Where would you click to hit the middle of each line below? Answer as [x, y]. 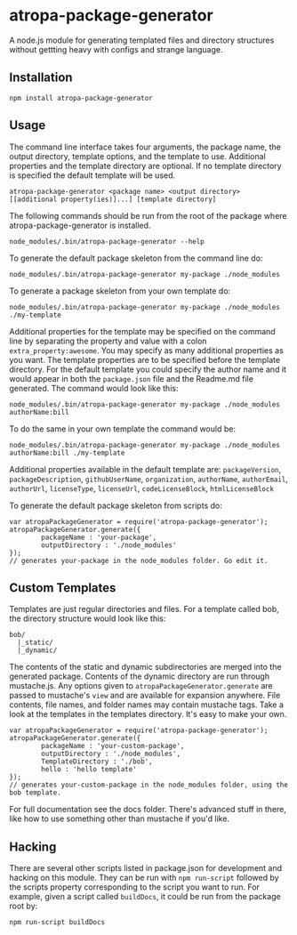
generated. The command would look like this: [94, 388]
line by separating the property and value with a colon [108, 341]
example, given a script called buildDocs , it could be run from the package [145, 897]
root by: [24, 906]
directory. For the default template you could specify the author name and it [148, 369]
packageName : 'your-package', [99, 537]
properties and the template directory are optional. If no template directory [145, 165]
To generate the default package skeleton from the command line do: [136, 258]
